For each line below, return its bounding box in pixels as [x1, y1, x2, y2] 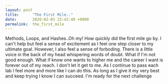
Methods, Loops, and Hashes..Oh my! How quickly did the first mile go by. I [5, 35, 161, 41]
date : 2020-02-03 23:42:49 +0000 [5, 17, 89, 22]
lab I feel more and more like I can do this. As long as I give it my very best [5, 68, 160, 74]
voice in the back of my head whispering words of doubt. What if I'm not [5, 52, 156, 58]
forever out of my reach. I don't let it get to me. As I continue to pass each [5, 62, 159, 68]
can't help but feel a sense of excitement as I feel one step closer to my [5, 41, 154, 47]
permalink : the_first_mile [5, 21, 65, 27]
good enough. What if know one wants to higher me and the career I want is [5, 57, 163, 63]
